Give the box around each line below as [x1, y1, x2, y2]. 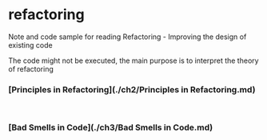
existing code [8, 40, 54, 49]
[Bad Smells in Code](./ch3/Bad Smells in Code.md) [8, 122, 213, 133]
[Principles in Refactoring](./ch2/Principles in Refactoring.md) [8, 84, 256, 95]
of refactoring [8, 64, 54, 73]
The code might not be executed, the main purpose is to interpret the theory [8, 56, 259, 65]
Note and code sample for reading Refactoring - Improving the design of [8, 32, 247, 41]
